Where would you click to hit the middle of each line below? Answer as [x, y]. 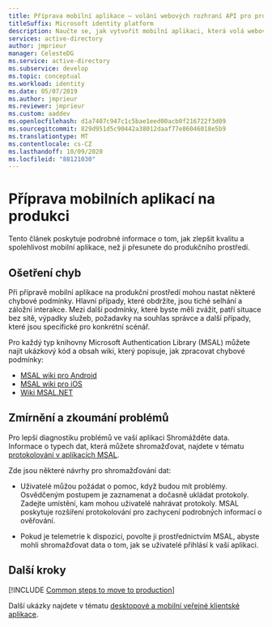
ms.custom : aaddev [39, 114]
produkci [39, 216]
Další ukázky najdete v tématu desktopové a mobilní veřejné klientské [124, 605]
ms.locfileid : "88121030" [52, 159]
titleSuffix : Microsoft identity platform [81, 23]
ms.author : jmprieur [43, 99]
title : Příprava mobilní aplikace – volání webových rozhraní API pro [130, 16]
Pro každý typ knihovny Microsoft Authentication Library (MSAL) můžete [130, 342]
